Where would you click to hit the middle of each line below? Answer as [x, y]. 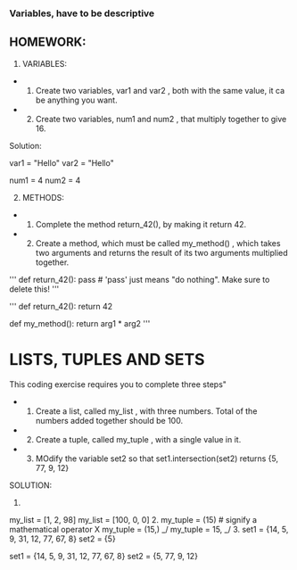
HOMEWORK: [48, 42]
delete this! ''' [34, 289]
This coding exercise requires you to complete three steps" [118, 384]
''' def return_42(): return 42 [61, 306]
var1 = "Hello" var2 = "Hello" [62, 162]
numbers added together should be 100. [109, 420]
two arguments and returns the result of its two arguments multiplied [161, 252]
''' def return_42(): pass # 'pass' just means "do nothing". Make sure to [140, 279]
